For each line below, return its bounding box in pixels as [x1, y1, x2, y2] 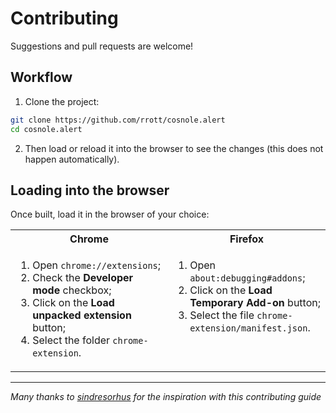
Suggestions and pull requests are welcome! [10, 40, 194, 52]
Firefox [229, 232, 265, 246]
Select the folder [32, 333, 111, 347]
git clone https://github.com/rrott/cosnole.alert [10, 115, 226, 125]
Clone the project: [24, 95, 100, 107]
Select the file [189, 308, 255, 322]
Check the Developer [32, 271, 134, 285]
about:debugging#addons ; [189, 271, 306, 285]
